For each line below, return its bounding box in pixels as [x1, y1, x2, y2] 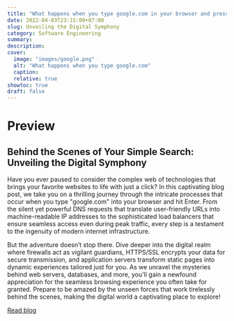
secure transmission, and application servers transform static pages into [7, 255, 215, 264]
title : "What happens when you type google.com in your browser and [7, 10, 210, 17]
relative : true [13, 75, 58, 82]
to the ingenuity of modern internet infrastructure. [7, 227, 150, 236]
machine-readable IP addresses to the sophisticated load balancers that [7, 212, 214, 221]
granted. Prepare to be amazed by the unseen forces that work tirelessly [7, 285, 215, 294]
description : [7, 43, 45, 50]
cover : [7, 50, 26, 57]
